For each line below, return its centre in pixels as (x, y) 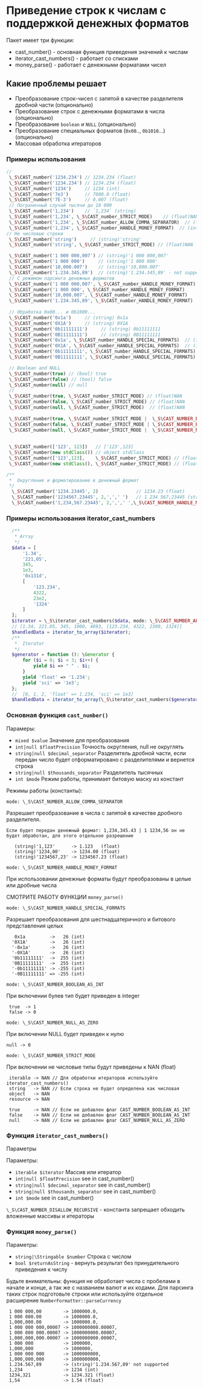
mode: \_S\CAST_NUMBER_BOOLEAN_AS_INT (55, 985)
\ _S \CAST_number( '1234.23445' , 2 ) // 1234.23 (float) (98, 492)
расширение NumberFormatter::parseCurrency (64, 1301)
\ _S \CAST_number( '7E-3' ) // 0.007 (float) (69, 200)
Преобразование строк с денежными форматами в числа (90, 111)
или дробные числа (32, 885)
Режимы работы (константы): (44, 790)
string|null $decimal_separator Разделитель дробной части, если (100, 753)
